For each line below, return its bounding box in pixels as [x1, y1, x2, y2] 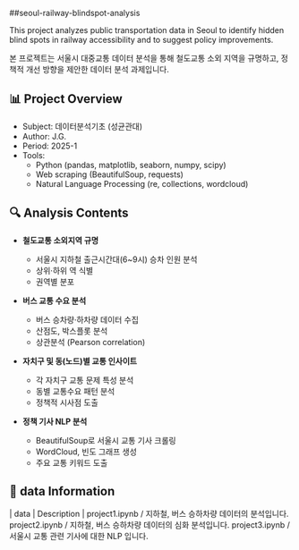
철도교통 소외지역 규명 [21, 234, 99, 245]
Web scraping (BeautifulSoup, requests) [35, 169, 184, 180]
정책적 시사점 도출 [35, 397, 98, 408]
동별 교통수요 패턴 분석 [35, 385, 115, 396]
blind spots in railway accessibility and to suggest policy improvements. [9, 35, 274, 45]
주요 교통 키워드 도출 [35, 457, 108, 468]
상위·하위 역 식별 [35, 265, 94, 275]
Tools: [21, 149, 46, 160]
